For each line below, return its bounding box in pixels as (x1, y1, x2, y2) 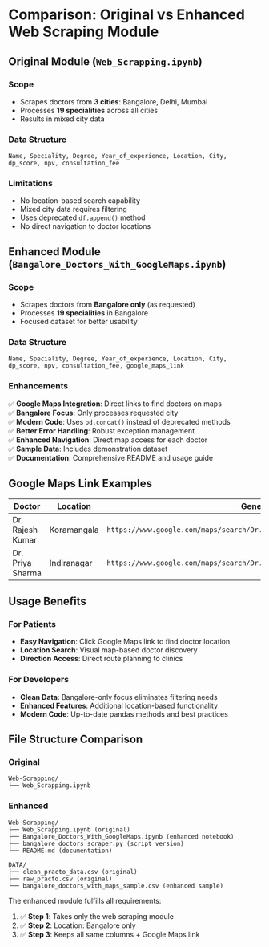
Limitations (8, 178, 54, 189)
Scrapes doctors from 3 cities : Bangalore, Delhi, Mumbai (19, 96, 208, 106)
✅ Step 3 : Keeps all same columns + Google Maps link (19, 929, 200, 939)
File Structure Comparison (8, 732, 143, 746)
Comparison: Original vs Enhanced (8, 6, 246, 24)
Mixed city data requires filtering (19, 205, 128, 214)
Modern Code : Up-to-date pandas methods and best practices (19, 709, 228, 719)
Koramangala (49, 524, 99, 535)
